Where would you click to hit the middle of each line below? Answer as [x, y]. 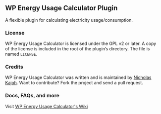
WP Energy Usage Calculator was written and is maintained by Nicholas [79, 77]
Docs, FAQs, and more [32, 96]
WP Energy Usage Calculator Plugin [61, 8]
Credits [14, 67]
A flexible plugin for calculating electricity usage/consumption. [69, 20]
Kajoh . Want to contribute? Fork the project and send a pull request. [74, 83]
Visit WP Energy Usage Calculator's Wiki [47, 106]
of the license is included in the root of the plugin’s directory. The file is [78, 49]
